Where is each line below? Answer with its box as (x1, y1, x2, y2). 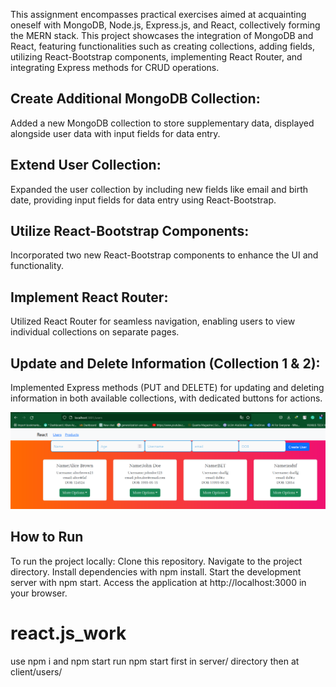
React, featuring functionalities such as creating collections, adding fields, (10, 40, 316, 52)
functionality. (10, 260, 65, 272)
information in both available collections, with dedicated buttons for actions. (10, 392, 323, 404)
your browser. (10, 587, 68, 599)
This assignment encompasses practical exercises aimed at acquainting (10, 9, 307, 20)
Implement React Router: (10, 289, 169, 306)
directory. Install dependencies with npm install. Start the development (10, 565, 302, 578)
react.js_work (10, 622, 127, 645)
